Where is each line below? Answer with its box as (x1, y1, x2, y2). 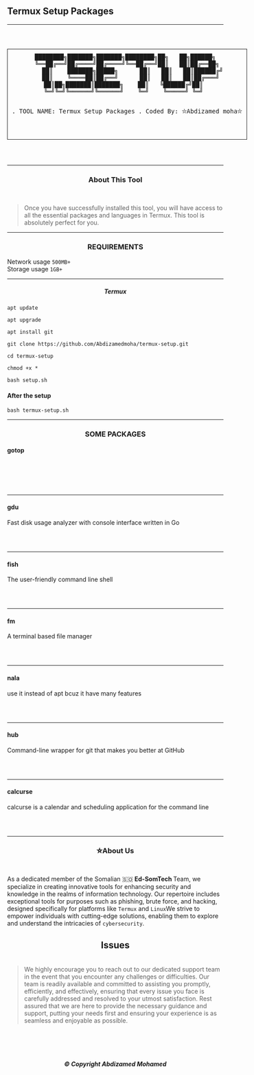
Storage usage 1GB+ (7, 265, 63, 273)
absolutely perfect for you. (23, 218, 100, 227)
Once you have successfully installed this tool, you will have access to (23, 204, 223, 212)
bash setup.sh (7, 377, 48, 384)
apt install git (7, 328, 54, 336)
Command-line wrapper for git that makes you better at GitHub (7, 746, 185, 754)
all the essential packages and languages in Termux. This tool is (23, 211, 205, 220)
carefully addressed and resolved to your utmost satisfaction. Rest (23, 994, 212, 1003)
